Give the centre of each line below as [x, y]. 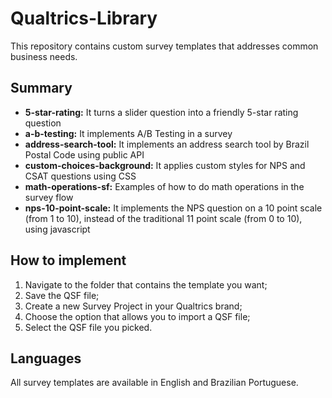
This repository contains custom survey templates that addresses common [164, 46]
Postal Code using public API [84, 154]
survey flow [49, 197]
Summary [41, 88]
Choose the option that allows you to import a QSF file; [137, 316]
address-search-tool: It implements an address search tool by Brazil [167, 144]
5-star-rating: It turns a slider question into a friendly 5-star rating [161, 112]
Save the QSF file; [62, 295]
